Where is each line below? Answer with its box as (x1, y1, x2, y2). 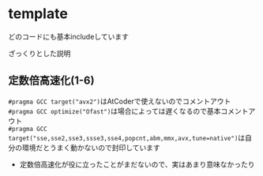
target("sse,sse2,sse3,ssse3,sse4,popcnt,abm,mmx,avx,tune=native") (8, 134, 239, 142)
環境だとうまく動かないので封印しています (21, 143, 160, 152)
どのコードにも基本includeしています (8, 32, 129, 41)
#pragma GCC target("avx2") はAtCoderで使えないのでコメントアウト (8, 96, 231, 106)
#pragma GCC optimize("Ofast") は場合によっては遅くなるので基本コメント (8, 106, 249, 115)
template (8, 5, 69, 23)
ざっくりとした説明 (8, 48, 71, 58)
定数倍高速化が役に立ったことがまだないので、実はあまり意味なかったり (19, 159, 255, 169)
